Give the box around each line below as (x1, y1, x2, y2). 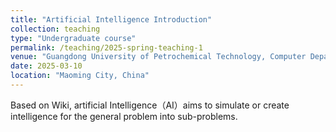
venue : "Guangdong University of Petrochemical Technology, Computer (10, 52, 307, 62)
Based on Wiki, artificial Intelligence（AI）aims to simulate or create (10, 99, 290, 111)
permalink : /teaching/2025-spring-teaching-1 (10, 42, 203, 53)
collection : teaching (10, 24, 101, 34)
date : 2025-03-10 (10, 61, 83, 71)
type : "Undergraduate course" (10, 33, 137, 43)
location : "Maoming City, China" (10, 71, 150, 81)
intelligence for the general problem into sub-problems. (10, 110, 238, 122)
